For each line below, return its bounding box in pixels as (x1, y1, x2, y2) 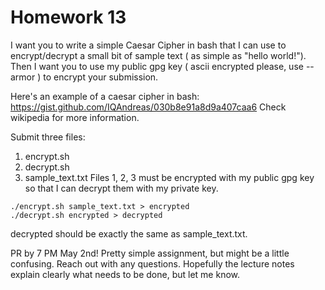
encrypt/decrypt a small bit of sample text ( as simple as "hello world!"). (10, 49, 307, 61)
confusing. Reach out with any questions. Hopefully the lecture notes (10, 257, 295, 270)
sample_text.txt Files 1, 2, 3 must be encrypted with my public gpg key (24, 171, 315, 183)
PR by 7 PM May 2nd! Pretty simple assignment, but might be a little (10, 247, 290, 259)
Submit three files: (10, 131, 86, 143)
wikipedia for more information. (10, 111, 140, 123)
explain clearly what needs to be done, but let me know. (10, 268, 241, 280)
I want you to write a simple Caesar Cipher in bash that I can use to (10, 39, 287, 51)
